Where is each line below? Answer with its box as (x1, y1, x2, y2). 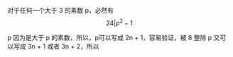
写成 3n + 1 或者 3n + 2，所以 (13, 42, 99, 51)
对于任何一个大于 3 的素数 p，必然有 (7, 6, 114, 14)
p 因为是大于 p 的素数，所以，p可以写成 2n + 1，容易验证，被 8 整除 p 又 (7, 33, 220, 42)
